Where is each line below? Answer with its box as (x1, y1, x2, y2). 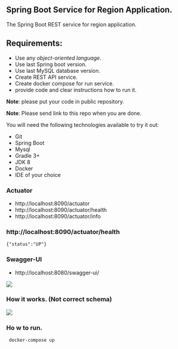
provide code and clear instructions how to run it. (14, 86, 137, 93)
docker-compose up (8, 337, 55, 344)
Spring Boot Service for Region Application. (6, 5, 173, 15)
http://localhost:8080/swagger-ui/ (14, 269, 99, 276)
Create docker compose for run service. (14, 79, 114, 87)
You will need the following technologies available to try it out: (6, 121, 159, 128)
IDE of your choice (14, 171, 61, 178)
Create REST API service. (14, 73, 78, 81)
